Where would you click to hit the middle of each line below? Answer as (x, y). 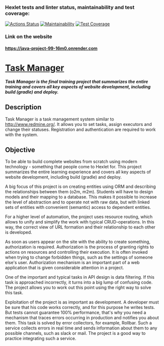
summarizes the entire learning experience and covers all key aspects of (78, 172)
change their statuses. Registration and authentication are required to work (81, 129)
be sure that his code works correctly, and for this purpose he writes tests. (80, 307)
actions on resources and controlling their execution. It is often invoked (76, 252)
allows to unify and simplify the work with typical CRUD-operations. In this (80, 222)
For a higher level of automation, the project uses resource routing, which (79, 217)
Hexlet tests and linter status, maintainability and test (70, 7)
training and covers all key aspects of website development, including (78, 86)
